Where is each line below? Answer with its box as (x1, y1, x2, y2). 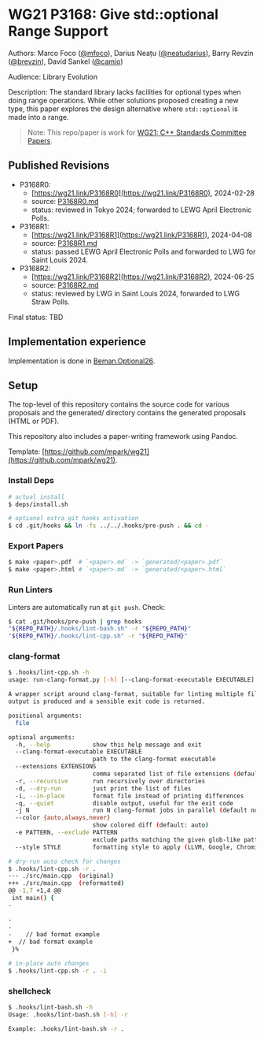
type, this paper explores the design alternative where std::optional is (8, 104, 238, 113)
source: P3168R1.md (31, 238, 98, 247)
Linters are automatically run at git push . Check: (8, 602, 166, 612)
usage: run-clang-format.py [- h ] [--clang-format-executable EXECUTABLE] (8, 676, 255, 684)
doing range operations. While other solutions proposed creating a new (8, 95, 239, 105)
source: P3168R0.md (31, 196, 99, 206)
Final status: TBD (8, 312, 64, 322)
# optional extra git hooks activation (8, 515, 139, 522)
